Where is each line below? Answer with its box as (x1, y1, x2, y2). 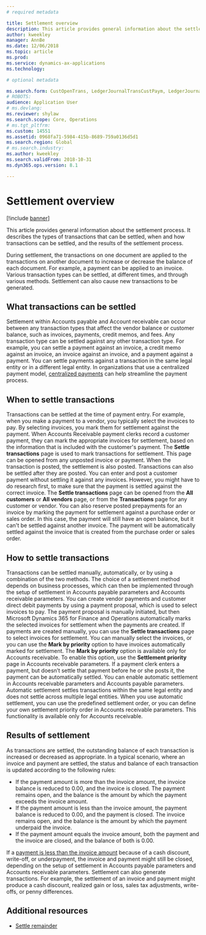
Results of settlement (6, 730, 90, 741)
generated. (6, 284, 34, 291)
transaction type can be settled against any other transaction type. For (6, 337, 185, 345)
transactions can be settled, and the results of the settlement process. (6, 239, 184, 246)
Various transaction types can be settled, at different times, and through (6, 271, 188, 278)
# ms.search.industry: (6, 145, 64, 151)
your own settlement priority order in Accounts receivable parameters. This (6, 706, 197, 713)
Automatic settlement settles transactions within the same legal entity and (6, 686, 193, 694)
